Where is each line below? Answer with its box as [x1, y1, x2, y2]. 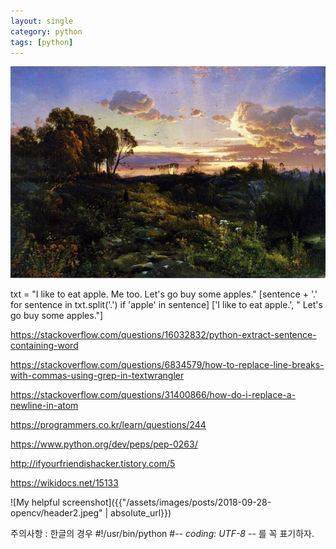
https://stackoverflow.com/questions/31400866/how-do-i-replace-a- [10, 389, 297, 401]
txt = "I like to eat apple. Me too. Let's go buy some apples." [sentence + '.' [10, 288, 318, 300]
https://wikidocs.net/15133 [10, 477, 119, 489]
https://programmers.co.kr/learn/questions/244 [10, 419, 207, 431]
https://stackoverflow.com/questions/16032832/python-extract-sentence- [10, 329, 317, 341]
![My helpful [10, 496, 60, 509]
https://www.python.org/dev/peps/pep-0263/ [10, 438, 198, 450]
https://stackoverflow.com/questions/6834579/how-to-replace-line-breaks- [10, 359, 325, 371]
